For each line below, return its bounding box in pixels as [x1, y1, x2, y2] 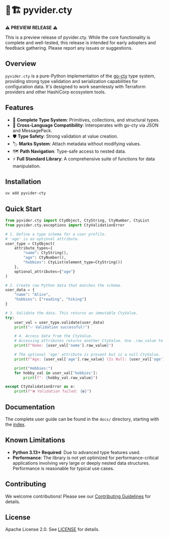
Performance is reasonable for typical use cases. [12, 465, 115, 471]
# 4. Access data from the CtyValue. [14, 334, 94, 339]
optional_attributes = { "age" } [14, 269, 75, 274]
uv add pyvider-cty [5, 191, 46, 196]
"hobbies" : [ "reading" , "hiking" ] [14, 297, 87, 302]
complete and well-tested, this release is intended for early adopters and [5, 39, 156, 46]
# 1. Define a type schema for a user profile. [5, 232, 107, 237]
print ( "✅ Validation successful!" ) [14, 325, 90, 330]
